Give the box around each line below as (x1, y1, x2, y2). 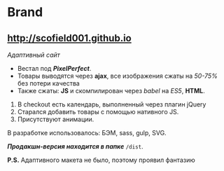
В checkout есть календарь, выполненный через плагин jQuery (17, 100, 206, 109)
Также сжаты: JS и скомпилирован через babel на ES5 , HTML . (17, 87, 205, 95)
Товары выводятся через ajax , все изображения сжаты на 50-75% (17, 71, 218, 80)
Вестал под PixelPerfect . (17, 64, 92, 72)
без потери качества (17, 79, 80, 88)
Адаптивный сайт (7, 50, 61, 59)
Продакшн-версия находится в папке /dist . (7, 142, 143, 151)
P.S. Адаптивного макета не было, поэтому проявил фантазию (7, 156, 195, 164)
